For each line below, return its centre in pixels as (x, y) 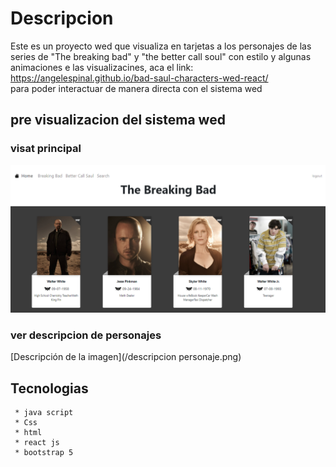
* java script (44, 412)
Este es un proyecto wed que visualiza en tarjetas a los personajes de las (161, 46)
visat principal (46, 149)
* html (28, 432)
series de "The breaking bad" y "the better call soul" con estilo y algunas (161, 56)
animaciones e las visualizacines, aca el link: (102, 67)
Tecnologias (49, 388)
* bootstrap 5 (44, 452)
